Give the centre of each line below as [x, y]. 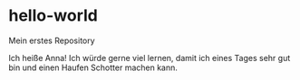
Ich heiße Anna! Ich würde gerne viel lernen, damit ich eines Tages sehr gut [150, 58]
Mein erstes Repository [52, 40]
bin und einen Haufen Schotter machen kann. [93, 67]
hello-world [53, 16]
